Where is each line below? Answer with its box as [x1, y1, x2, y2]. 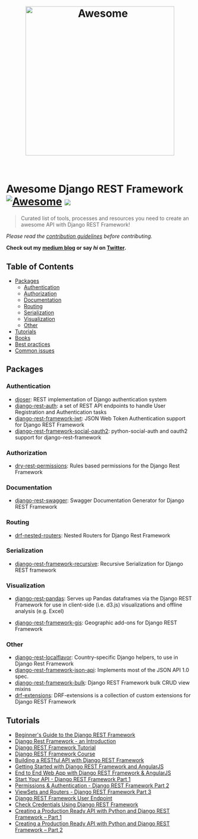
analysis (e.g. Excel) [14, 608, 64, 615]
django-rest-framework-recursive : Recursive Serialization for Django [14, 560, 183, 567]
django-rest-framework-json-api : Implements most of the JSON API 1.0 [14, 667, 189, 674]
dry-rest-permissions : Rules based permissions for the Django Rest [14, 462, 180, 469]
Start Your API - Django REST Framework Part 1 [14, 776, 131, 783]
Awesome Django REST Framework [6, 182, 184, 196]
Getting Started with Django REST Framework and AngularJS [14, 763, 164, 770]
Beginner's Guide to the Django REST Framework [14, 731, 136, 739]
